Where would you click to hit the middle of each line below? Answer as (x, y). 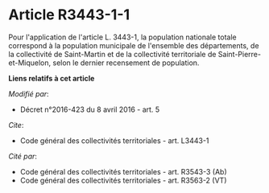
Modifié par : (29, 93)
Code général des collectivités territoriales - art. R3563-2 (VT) (123, 180)
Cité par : (23, 156)
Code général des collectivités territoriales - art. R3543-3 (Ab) (123, 171)
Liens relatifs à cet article (52, 78)
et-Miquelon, (30, 63)
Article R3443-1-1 (69, 15)
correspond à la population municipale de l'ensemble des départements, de (134, 45)
